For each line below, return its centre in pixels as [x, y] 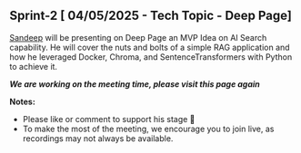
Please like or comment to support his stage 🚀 [109, 119]
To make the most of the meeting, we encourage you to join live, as [148, 129]
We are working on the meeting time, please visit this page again [135, 84]
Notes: [23, 101]
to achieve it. [33, 66]
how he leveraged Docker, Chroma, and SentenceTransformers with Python [151, 57]
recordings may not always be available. [98, 138]
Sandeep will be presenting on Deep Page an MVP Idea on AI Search [138, 37]
